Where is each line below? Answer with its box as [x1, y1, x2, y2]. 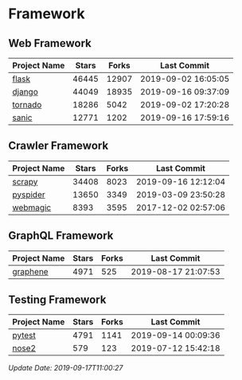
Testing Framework [8, 293, 107, 307]
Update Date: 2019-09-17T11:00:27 [8, 363, 123, 373]
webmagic [12, 202, 52, 213]
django [12, 87, 38, 97]
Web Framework [8, 37, 92, 50]
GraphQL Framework [8, 229, 114, 242]
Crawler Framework [8, 139, 109, 153]
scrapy [12, 176, 38, 187]
